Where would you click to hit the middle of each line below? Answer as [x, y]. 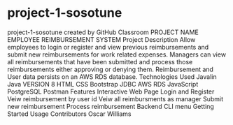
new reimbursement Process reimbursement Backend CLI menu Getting [111, 106]
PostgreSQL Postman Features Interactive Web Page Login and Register [111, 91]
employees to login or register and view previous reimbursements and [108, 47]
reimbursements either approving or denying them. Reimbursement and [110, 69]
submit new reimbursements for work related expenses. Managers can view [116, 54]
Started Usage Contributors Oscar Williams [69, 114]
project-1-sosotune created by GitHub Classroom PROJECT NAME [103, 32]
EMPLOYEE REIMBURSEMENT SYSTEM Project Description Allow [101, 39]
